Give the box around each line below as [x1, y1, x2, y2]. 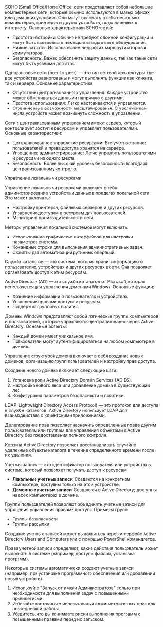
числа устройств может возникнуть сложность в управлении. [12, 110, 142, 116]
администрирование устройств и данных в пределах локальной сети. [5, 190, 151, 195]
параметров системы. [12, 239, 58, 245]
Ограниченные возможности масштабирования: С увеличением [12, 105, 147, 111]
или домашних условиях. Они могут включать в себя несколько [5, 15, 139, 20]
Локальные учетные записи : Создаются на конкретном [12, 476, 130, 482]
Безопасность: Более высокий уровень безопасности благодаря [12, 161, 147, 166]
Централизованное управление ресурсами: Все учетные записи [12, 140, 147, 146]
